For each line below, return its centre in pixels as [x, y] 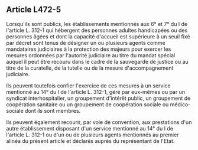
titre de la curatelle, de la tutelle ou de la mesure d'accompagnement [90, 68]
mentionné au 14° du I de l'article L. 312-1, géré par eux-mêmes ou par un [95, 92]
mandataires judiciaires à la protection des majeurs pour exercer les [89, 49]
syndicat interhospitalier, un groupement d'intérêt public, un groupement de [98, 98]
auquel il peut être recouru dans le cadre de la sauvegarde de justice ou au [98, 61]
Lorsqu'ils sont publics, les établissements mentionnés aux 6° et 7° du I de [97, 24]
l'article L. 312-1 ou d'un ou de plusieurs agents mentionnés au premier [92, 135]
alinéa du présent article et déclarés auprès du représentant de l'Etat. [90, 141]
